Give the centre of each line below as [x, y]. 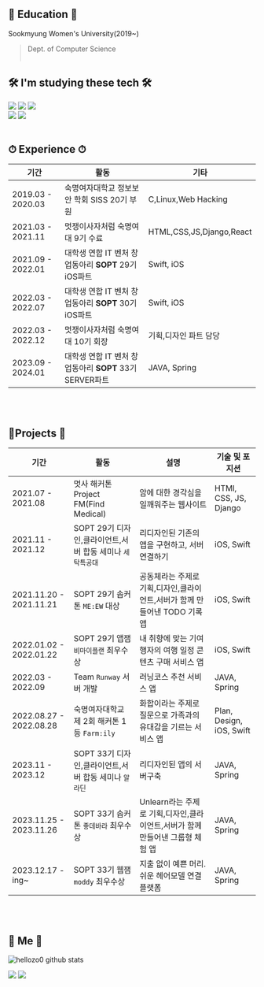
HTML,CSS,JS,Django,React [200, 232]
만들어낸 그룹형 [166, 837]
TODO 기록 [183, 612]
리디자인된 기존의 [170, 533]
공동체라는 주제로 [170, 577]
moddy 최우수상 [99, 881]
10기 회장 [91, 342]
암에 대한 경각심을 [170, 493]
